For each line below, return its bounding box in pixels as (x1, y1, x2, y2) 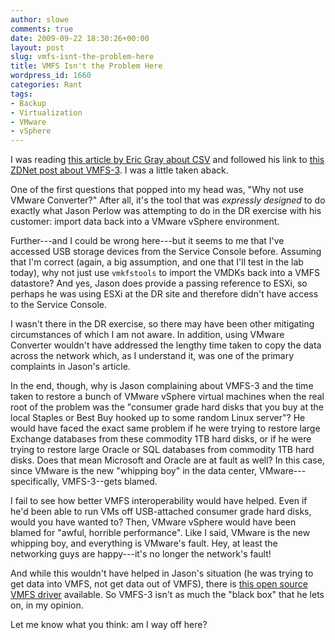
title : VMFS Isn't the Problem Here (10, 61, 163, 71)
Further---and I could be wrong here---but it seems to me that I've (10, 235, 285, 247)
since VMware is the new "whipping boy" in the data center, (10, 465, 258, 477)
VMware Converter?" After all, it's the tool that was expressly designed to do (10, 194, 326, 206)
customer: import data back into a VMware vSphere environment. (10, 216, 280, 228)
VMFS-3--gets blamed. (61, 476, 158, 488)
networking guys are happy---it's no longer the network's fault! (10, 548, 272, 560)
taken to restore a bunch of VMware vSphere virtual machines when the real (10, 391, 325, 403)
